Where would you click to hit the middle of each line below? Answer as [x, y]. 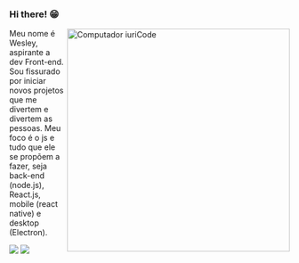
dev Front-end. [36, 62]
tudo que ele [32, 147]
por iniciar [28, 81]
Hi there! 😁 [34, 14]
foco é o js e [32, 138]
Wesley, [24, 43]
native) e [25, 214]
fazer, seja [28, 166]
